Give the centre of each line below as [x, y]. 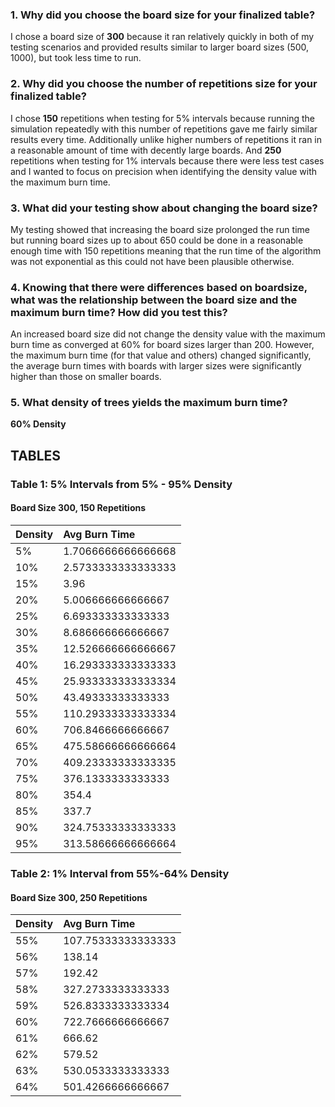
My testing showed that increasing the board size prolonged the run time [160, 229]
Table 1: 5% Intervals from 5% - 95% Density [121, 484]
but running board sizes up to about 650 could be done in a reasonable [157, 240]
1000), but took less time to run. [76, 58]
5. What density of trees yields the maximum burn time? [149, 403]
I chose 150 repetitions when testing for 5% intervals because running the [163, 118]
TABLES [36, 455]
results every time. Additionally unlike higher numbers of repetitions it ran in [166, 139]
